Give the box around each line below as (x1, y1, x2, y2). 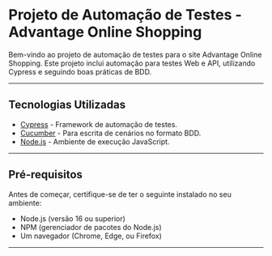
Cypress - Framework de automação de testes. (19, 119, 178, 129)
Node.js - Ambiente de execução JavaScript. (19, 136, 170, 147)
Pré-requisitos (8, 168, 83, 181)
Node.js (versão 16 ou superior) (19, 213, 125, 224)
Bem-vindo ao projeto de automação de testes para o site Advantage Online (8, 49, 262, 59)
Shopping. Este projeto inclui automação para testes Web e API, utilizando (8, 58, 256, 68)
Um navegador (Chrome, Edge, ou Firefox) (19, 231, 162, 241)
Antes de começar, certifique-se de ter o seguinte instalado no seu (8, 189, 232, 199)
